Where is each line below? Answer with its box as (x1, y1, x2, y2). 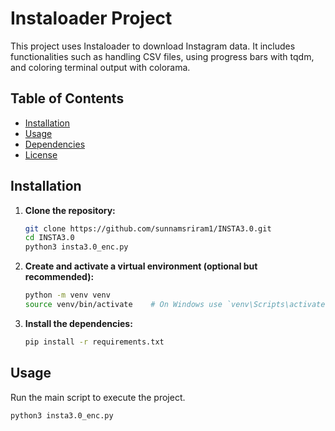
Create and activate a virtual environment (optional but (24, 260, 258, 272)
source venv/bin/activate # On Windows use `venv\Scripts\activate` (24, 300, 330, 310)
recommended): (24, 271, 95, 283)
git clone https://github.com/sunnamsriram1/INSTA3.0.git (24, 223, 272, 234)
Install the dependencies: (24, 317, 133, 329)
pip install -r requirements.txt (24, 337, 165, 347)
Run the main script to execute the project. (10, 391, 186, 403)
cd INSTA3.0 (24, 233, 75, 243)
